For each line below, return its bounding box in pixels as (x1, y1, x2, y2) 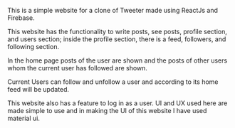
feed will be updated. (7, 85, 70, 93)
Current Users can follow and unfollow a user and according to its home (7, 78, 219, 86)
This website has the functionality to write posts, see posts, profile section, (7, 28, 228, 36)
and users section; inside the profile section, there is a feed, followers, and (7, 35, 226, 43)
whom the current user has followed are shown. (7, 64, 148, 72)
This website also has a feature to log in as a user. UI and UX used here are (7, 99, 228, 107)
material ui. (7, 114, 41, 122)
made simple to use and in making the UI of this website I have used (7, 107, 207, 114)
